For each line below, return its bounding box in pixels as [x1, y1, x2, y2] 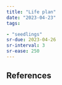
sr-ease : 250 [6, 48, 40, 55]
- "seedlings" [6, 31, 43, 37]
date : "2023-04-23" [6, 15, 56, 21]
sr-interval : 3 [6, 42, 45, 49]
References [6, 70, 52, 81]
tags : [6, 20, 20, 26]
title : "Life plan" [6, 8, 56, 15]
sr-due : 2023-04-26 [6, 37, 56, 43]
